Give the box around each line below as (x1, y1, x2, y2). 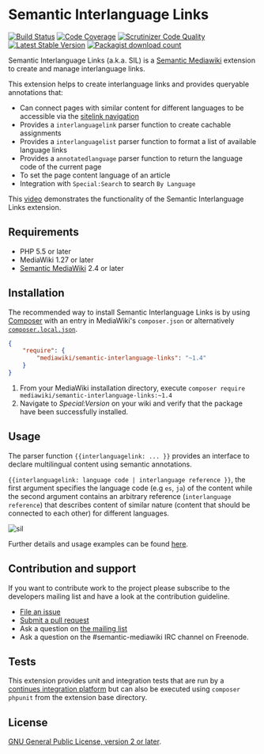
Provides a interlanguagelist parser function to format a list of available (19, 136, 257, 146)
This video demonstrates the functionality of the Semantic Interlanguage (8, 194, 244, 204)
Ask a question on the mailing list (19, 623, 128, 633)
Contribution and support (8, 562, 137, 576)
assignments (19, 128, 62, 138)
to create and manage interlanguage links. (8, 63, 145, 73)
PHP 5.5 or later (19, 246, 71, 256)
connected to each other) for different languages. (8, 508, 170, 518)
